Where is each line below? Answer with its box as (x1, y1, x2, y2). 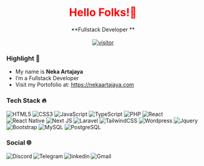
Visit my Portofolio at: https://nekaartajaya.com (15, 81, 135, 88)
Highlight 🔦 (6, 54, 40, 62)
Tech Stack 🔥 (6, 96, 47, 105)
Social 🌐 (6, 138, 32, 147)
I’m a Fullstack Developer (15, 75, 79, 82)
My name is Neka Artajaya (15, 68, 83, 75)
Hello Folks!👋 (69, 6, 137, 20)
